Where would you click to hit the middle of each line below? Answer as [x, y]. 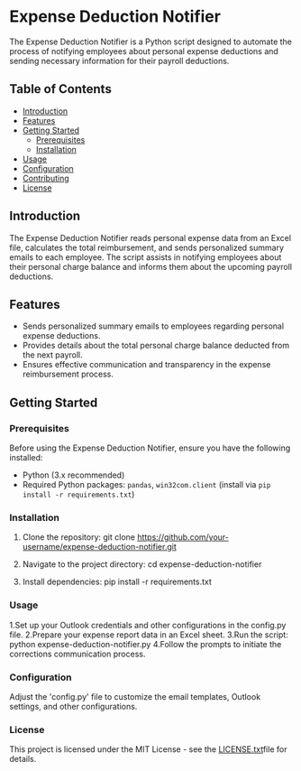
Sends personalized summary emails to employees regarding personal [153, 326]
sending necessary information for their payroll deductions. [119, 60]
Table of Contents [61, 89]
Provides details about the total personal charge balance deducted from [156, 346]
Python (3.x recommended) [73, 475]
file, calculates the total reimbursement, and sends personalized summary [147, 247]
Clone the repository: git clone [78, 537]
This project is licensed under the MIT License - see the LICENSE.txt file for [148, 749]
